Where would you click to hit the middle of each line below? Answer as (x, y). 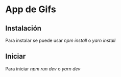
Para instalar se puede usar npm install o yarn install (60, 40)
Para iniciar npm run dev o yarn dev (43, 69)
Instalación (23, 28)
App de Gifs (31, 9)
